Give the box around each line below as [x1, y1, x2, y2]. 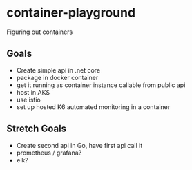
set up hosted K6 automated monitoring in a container [16, 102, 171, 111]
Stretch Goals [6, 123, 67, 135]
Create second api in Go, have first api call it [16, 141, 143, 149]
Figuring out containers [6, 28, 73, 36]
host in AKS [16, 88, 50, 96]
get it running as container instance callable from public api [16, 81, 186, 89]
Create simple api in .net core [16, 66, 101, 74]
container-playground [6, 5, 136, 21]
